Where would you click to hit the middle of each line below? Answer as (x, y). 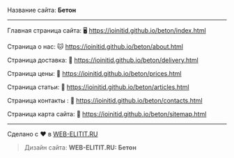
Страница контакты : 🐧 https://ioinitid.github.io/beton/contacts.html (105, 101)
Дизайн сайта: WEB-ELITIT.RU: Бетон (80, 148)
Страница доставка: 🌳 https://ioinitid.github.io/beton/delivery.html (103, 60)
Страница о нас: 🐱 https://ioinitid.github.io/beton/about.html (95, 47)
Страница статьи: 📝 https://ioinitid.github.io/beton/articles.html (98, 87)
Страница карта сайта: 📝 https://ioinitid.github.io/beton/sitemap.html (107, 114)
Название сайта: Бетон (42, 10)
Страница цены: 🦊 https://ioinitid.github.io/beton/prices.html (95, 73)
